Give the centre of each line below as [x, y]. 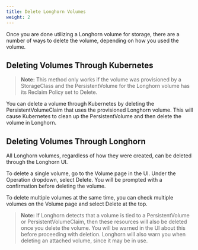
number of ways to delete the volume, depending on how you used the [92, 40]
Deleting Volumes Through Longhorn [76, 141]
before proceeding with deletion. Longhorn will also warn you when [103, 235]
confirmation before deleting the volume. [56, 186]
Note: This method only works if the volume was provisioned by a [101, 80]
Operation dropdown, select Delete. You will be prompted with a [84, 180]
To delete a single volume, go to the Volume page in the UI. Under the [91, 173]
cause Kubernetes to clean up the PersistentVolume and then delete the [94, 116]
